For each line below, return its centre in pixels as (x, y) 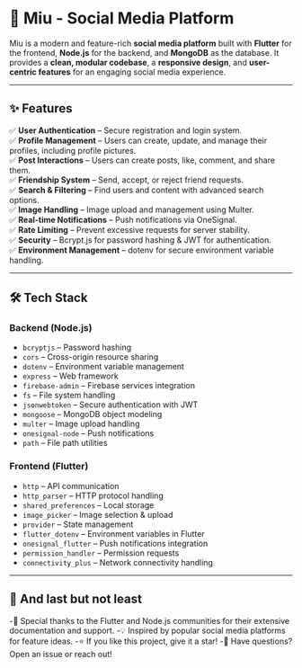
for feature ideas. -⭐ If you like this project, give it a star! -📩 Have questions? (151, 641)
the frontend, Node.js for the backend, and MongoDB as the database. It (144, 52)
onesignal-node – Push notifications (88, 433)
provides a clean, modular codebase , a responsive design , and (128, 62)
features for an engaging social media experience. (132, 72)
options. (25, 200)
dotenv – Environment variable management (103, 367)
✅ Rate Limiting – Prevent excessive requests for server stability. (129, 229)
